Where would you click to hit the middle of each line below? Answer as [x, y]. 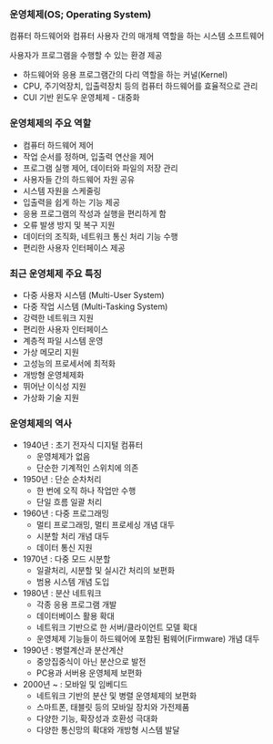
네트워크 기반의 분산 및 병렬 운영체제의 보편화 [116, 696]
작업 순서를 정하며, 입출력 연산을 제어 [88, 156]
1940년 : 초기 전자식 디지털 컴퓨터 [83, 445]
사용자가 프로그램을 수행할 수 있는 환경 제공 [86, 56]
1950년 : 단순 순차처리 [62, 480]
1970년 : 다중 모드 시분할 [66, 559]
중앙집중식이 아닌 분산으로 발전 [91, 662]
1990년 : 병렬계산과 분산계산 [73, 650]
